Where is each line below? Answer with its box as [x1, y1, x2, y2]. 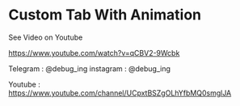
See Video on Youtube [8, 32, 83, 42]
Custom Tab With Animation [8, 6, 202, 24]
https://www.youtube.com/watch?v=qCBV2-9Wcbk [8, 48, 180, 57]
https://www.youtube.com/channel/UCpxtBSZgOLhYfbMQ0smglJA [8, 87, 232, 98]
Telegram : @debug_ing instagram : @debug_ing [8, 63, 171, 74]
